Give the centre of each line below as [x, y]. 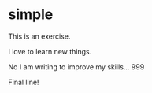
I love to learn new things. [50, 51]
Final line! [24, 82]
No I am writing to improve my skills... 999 [76, 67]
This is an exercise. [39, 36]
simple [31, 15]
